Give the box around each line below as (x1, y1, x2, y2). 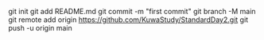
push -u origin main (8, 24, 73, 32)
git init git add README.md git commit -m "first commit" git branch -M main (8, 7, 256, 16)
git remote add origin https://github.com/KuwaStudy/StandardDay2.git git (8, 15, 249, 24)
